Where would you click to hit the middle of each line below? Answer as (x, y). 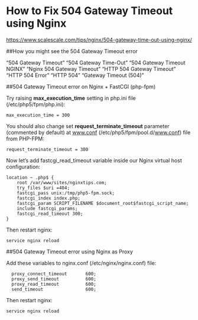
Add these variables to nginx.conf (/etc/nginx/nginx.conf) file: (81, 263)
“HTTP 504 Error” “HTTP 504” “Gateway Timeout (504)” (75, 75)
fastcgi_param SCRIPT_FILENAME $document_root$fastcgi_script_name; (103, 203)
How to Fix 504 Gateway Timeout (90, 11)
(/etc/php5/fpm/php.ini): (36, 104)
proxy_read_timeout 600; (54, 284)
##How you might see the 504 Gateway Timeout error (72, 51)
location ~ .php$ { (30, 177)
